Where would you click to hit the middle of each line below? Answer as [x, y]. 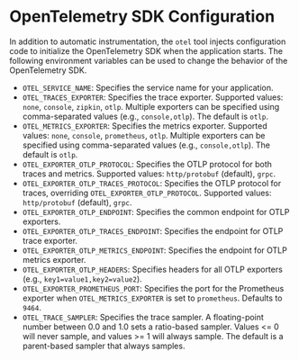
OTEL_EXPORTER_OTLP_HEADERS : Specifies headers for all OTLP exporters [153, 269]
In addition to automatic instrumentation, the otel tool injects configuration [148, 41]
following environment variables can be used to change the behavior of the [149, 60]
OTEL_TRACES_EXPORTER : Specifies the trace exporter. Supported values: [153, 97]
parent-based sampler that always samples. [104, 346]
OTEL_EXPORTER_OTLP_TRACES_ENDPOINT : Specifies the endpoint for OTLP [153, 230]
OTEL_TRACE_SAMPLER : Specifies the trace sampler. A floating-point [143, 317]
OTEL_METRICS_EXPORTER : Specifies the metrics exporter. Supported [145, 126]
